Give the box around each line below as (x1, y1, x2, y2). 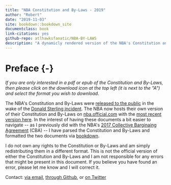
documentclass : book (5, 27, 49, 32)
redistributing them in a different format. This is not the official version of (5, 148, 158, 154)
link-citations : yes (5, 31, 49, 36)
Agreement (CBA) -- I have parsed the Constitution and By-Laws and (5, 127, 150, 133)
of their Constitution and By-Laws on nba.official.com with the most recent (5, 111, 162, 117)
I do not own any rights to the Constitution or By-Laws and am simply (5, 142, 150, 148)
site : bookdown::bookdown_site (5, 21, 72, 27)
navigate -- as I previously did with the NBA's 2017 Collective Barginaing (5, 122, 157, 128)
